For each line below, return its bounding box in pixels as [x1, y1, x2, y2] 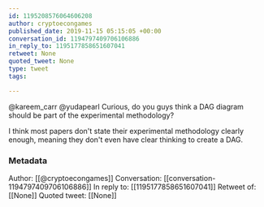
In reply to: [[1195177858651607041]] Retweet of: [93, 182, 257, 192]
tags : [8, 72, 27, 80]
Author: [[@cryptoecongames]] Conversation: [8, 173, 162, 183]
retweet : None [8, 50, 57, 58]
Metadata [8, 155, 47, 166]
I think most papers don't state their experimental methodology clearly [8, 126, 245, 136]
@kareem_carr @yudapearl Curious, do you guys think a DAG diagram [8, 101, 244, 111]
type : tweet [8, 65, 49, 73]
